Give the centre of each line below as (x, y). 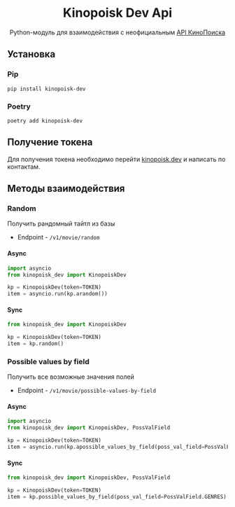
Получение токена (50, 143)
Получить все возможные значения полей (71, 377)
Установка (31, 54)
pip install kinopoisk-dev (47, 89)
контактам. (24, 167)
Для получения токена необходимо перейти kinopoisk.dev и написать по (116, 159)
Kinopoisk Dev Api (117, 13)
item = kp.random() (36, 344)
